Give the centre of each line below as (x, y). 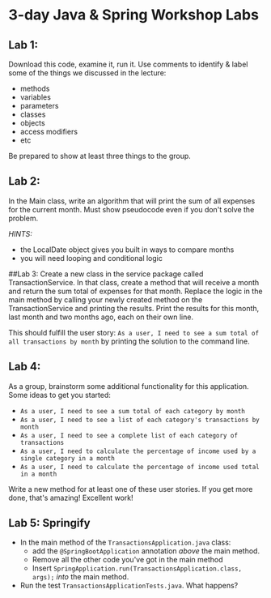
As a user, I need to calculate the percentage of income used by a (138, 451)
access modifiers (49, 132)
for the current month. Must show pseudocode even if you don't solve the (131, 209)
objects (33, 123)
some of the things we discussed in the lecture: (87, 73)
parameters (39, 106)
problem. (23, 218)
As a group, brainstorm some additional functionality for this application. (129, 386)
